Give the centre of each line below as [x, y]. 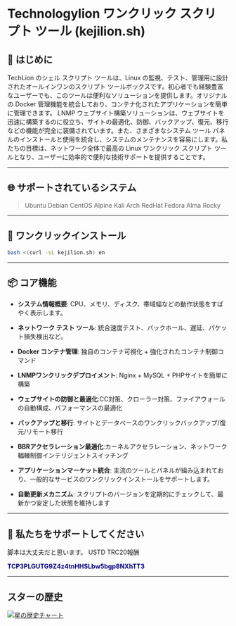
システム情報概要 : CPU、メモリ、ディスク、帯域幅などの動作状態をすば [120, 304]
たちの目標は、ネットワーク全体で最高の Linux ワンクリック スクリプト [110, 148]
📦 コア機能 [32, 283]
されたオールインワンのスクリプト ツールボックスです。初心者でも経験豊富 [116, 87]
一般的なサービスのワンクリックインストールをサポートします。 [122, 480]
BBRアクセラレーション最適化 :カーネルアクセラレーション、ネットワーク [122, 446]
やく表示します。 [42, 313]
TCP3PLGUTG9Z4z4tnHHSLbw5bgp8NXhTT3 [76, 566]
